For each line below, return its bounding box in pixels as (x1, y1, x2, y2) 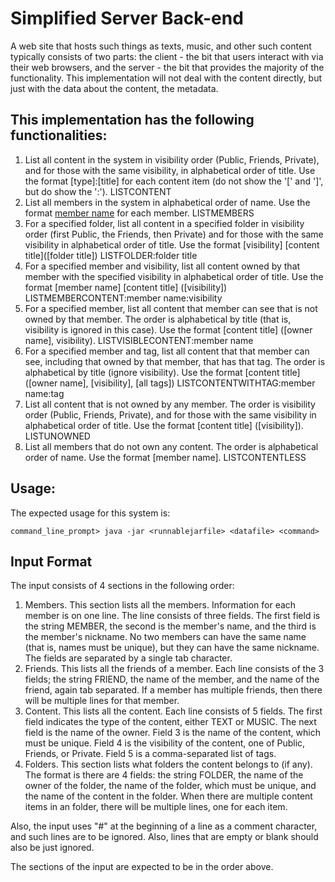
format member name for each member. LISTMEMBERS (24, 207, 255, 219)
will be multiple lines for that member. (24, 695, 180, 707)
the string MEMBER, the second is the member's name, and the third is (24, 620, 317, 632)
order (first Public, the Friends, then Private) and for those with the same (24, 228, 324, 240)
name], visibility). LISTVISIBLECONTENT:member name (24, 334, 254, 346)
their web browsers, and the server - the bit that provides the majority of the (10, 61, 325, 73)
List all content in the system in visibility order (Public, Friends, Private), (24, 153, 320, 166)
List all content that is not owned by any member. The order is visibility (24, 398, 316, 410)
